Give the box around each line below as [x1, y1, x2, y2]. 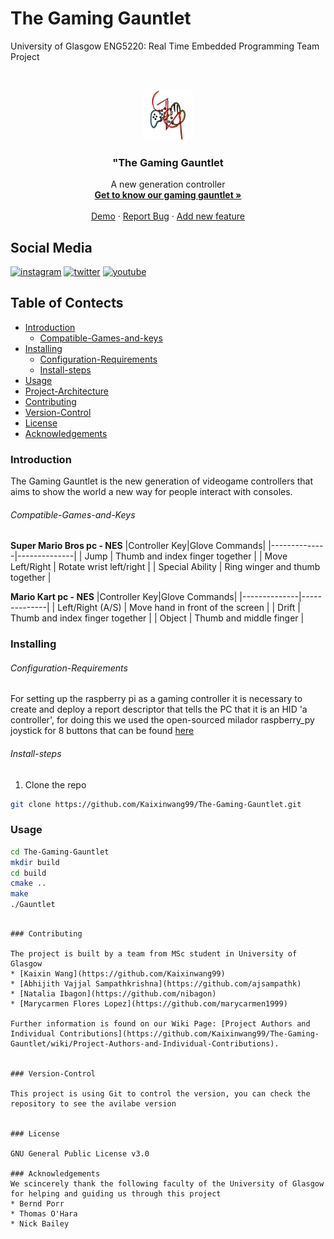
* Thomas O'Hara [10, 1209, 78, 1219]
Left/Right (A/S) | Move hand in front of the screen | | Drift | [57, 602, 301, 614]
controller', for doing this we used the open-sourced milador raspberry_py [10, 714, 315, 726]
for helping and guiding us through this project [10, 1189, 222, 1199]
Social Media [10, 239, 93, 256]
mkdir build [10, 857, 60, 867]
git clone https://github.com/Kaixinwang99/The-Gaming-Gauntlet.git [10, 799, 302, 809]
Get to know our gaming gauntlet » [94, 189, 242, 201]
